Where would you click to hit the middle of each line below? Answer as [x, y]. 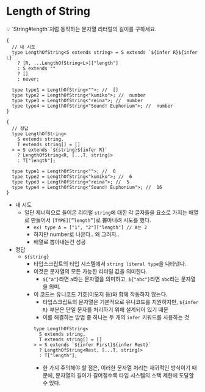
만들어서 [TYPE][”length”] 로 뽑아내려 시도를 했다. [91, 220]
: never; [28, 79]
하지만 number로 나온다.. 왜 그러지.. [76, 234]
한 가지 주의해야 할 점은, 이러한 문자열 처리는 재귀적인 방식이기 [117, 368]
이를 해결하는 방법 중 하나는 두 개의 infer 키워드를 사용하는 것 [116, 317]
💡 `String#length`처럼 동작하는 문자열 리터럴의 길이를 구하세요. [81, 29]
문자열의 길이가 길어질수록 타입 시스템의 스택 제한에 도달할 [124, 375]
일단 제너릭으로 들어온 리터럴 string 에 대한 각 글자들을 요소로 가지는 [106, 212]
